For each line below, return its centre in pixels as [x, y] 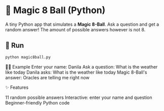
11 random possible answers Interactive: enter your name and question [79, 97]
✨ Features [17, 87]
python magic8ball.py [28, 57]
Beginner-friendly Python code [37, 102]
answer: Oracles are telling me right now [47, 77]
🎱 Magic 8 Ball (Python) [55, 10]
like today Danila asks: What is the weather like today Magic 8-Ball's [76, 72]
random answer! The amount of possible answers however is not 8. [75, 29]
